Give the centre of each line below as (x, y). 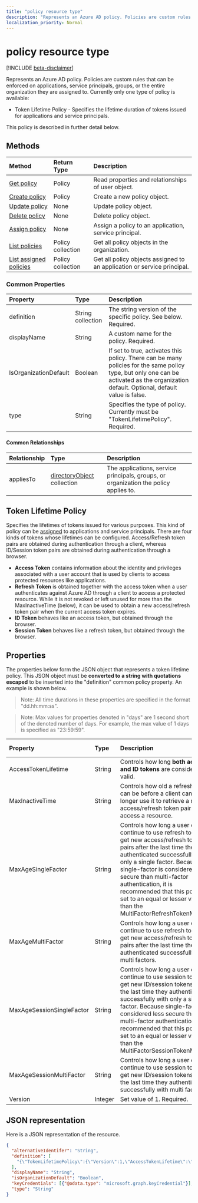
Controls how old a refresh (157, 786)
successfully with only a (153, 999)
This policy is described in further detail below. (63, 127)
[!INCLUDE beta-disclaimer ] (40, 68)
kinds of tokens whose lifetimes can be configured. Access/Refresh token (96, 538)
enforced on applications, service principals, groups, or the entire (85, 85)
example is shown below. (37, 688)
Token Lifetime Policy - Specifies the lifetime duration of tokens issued (100, 110)
